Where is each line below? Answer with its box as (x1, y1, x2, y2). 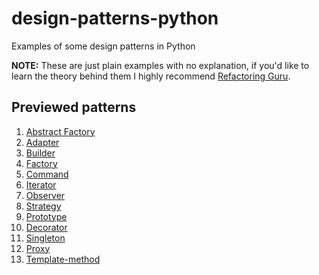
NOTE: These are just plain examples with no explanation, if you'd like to (11, 59, 310, 71)
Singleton (25, 232, 66, 244)
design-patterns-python (11, 7, 219, 30)
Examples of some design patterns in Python (11, 40, 196, 52)
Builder (25, 147, 56, 159)
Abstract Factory (25, 125, 96, 137)
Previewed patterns (11, 99, 137, 116)
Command (25, 168, 69, 180)
